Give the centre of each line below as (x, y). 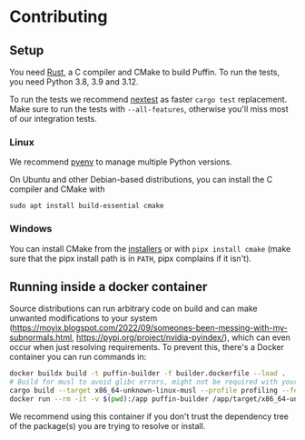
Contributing (59, 17)
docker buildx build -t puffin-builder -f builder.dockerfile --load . (148, 374)
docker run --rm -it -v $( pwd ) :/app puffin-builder (109, 399)
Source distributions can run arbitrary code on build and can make (133, 309)
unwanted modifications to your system (84, 318)
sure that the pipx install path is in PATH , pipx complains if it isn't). (131, 258)
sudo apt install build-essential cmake (87, 206)
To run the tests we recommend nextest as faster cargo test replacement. (148, 99)
